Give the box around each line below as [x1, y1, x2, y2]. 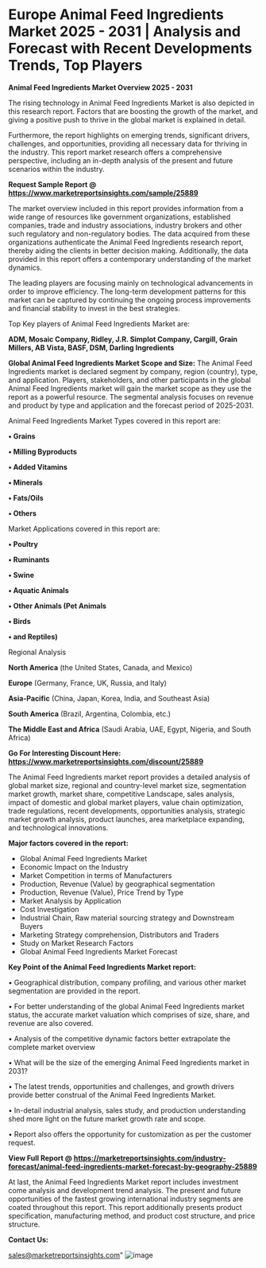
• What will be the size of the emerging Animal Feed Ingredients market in [8, 1057, 250, 1067]
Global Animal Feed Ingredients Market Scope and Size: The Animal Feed [8, 358, 253, 368]
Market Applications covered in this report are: [8, 524, 160, 533]
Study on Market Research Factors [19, 938, 133, 948]
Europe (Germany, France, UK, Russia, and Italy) [8, 678, 167, 688]
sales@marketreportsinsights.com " [8, 1250, 124, 1259]
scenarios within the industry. [8, 164, 105, 174]
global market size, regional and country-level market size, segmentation [8, 780, 247, 790]
